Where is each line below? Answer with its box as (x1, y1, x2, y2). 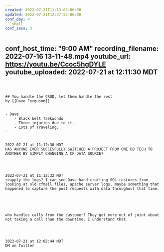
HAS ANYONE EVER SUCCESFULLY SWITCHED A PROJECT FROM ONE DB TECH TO (5, 147, 153, 152)
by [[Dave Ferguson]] (5, 99, 50, 104)
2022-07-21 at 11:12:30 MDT (5, 142, 64, 148)
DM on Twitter (5, 243, 35, 248)
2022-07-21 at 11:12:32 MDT (5, 173, 64, 178)
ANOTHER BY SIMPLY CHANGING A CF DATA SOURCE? (5, 151, 104, 156)
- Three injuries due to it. (14, 121, 75, 126)
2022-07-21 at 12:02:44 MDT (5, 239, 64, 244)
